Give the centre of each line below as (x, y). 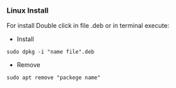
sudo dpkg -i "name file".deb (51, 52)
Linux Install (28, 10)
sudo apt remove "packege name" (53, 78)
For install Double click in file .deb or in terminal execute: (88, 26)
